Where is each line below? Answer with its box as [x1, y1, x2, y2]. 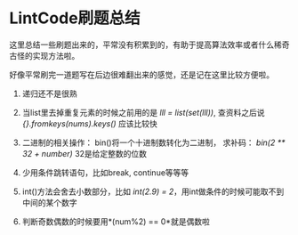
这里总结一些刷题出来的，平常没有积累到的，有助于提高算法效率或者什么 [9, 39, 274, 50]
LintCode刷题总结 [9, 8, 141, 28]
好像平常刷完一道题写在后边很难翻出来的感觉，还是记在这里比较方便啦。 [9, 69, 274, 80]
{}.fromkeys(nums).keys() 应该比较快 [21, 117, 158, 129]
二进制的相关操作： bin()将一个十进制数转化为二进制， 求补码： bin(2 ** [21, 137, 286, 148]
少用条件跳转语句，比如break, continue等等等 [21, 166, 189, 178]
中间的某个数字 [21, 197, 77, 207]
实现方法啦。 [32, 50, 80, 61]
